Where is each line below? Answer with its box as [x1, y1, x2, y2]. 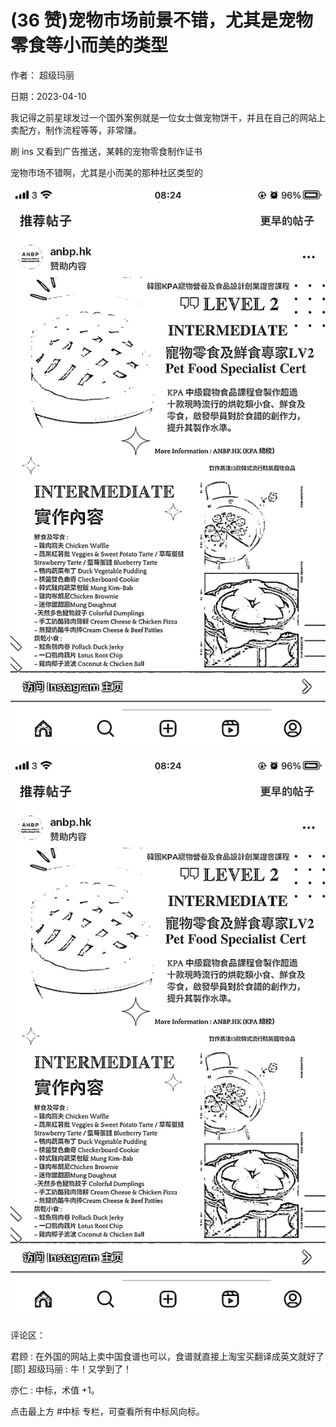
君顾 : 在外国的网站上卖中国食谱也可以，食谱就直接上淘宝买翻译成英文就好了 [10, 1350, 325, 1362]
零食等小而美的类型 [10, 34, 169, 57]
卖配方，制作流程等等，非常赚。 [10, 124, 142, 136]
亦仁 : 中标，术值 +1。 [10, 1384, 100, 1396]
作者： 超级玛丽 [10, 69, 75, 81]
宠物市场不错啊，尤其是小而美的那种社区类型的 [10, 166, 203, 178]
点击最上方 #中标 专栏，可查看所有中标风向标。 [10, 1405, 205, 1417]
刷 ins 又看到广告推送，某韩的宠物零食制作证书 [10, 145, 203, 157]
